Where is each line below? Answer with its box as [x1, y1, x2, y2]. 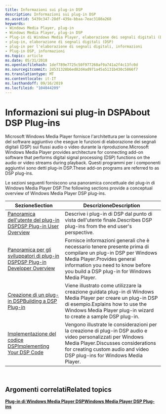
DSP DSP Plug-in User [7, 223, 59, 230]
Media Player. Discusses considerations [65, 340, 157, 347]
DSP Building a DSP [13, 298, 57, 305]
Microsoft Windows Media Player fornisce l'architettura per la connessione [5, 134, 157, 139]
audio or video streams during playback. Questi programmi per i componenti [5, 160, 161, 166]
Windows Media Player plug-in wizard [65, 307, 154, 314]
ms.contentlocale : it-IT [5, 76, 56, 81]
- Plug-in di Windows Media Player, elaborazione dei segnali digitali [5, 35, 156, 40]
